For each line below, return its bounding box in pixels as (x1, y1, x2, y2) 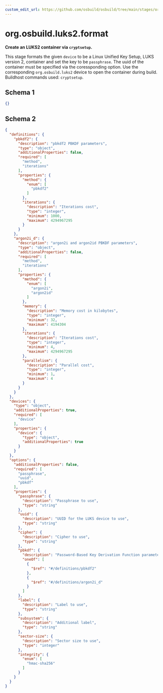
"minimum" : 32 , (26, 317, 57, 322)
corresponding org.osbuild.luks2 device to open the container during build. (5, 69, 158, 75)
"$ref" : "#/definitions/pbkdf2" (31, 566, 97, 571)
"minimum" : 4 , (26, 345, 55, 350)
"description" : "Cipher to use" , (22, 534, 90, 539)
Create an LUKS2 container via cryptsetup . (5, 44, 93, 50)
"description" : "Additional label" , (22, 621, 97, 625)
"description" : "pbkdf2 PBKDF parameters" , (17, 141, 108, 146)
